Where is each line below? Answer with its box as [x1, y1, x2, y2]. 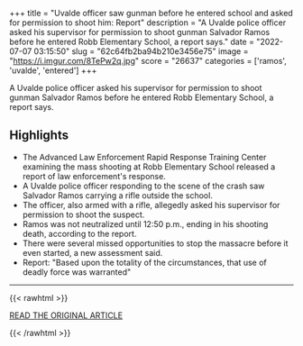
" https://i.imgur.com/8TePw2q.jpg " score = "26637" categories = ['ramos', [9, 56, 287, 66]
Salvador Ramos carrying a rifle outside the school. [22, 189, 214, 201]
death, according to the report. [22, 228, 137, 239]
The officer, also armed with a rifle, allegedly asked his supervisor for [22, 199, 280, 210]
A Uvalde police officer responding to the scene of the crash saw [22, 180, 265, 191]
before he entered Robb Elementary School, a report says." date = [9, 36, 255, 47]
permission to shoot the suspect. [22, 209, 145, 220]
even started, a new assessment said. [22, 247, 163, 258]
